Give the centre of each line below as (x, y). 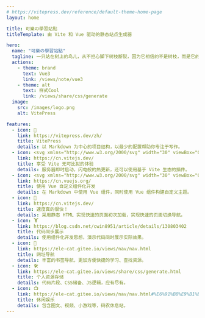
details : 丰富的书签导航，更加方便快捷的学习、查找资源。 (82, 260)
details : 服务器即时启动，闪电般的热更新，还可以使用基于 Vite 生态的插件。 (104, 169)
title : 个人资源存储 (41, 277)
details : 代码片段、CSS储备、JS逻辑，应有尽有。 (73, 283)
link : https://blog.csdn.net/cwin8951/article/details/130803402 (102, 226)
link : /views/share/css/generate (65, 96)
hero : (13, 45)
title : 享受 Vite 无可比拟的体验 (56, 164)
